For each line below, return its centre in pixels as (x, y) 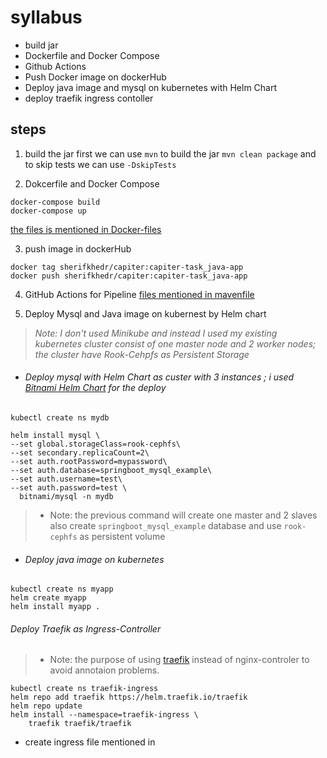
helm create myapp (48, 598)
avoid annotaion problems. (104, 670)
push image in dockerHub (78, 248)
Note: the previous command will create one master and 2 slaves (183, 515)
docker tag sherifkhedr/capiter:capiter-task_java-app (127, 267)
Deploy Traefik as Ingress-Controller (86, 628)
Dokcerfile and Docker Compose (92, 183)
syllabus (46, 17)
